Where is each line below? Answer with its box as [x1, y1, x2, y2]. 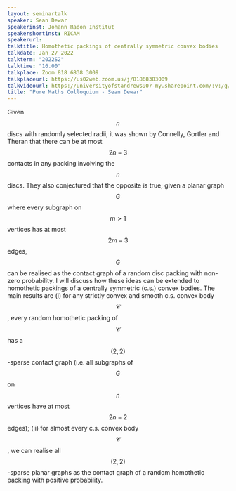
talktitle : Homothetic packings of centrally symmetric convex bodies [7, 43, 218, 50]
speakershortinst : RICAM [7, 30, 80, 37]
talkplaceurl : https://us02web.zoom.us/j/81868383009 [7, 75, 169, 83]
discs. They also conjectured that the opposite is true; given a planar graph [7, 181, 225, 190]
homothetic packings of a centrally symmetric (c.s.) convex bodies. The [7, 284, 216, 292]
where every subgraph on [7, 203, 82, 211]
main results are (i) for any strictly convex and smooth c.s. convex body [7, 292, 214, 300]
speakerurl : [7, 37, 42, 44]
